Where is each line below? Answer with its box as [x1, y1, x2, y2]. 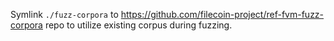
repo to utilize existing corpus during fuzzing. [44, 19, 233, 31]
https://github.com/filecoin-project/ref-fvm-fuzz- [120, 9, 325, 20]
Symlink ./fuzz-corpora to [10, 9, 119, 20]
